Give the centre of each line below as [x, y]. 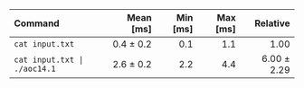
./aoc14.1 [35, 69]
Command [37, 23]
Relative [272, 23]
